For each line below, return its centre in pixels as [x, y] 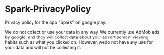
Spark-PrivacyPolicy [48, 9]
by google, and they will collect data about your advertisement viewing [77, 37]
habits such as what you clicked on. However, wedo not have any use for [79, 42]
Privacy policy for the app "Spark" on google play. [56, 22]
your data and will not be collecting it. [43, 47]
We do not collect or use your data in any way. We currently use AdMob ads [82, 32]
